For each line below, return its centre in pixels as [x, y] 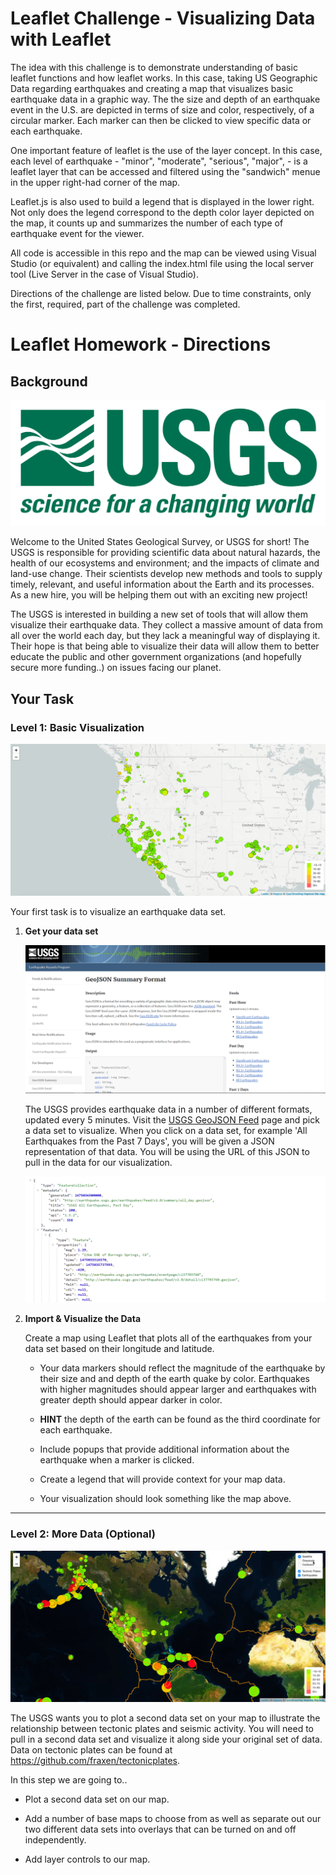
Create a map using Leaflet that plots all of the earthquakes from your [168, 1338]
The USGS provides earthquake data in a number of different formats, [168, 1109]
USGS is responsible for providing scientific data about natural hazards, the [165, 553]
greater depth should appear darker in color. [131, 1400]
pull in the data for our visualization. [98, 1162]
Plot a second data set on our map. [97, 1799]
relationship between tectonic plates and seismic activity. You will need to [162, 1728]
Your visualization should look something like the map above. [165, 1499]
